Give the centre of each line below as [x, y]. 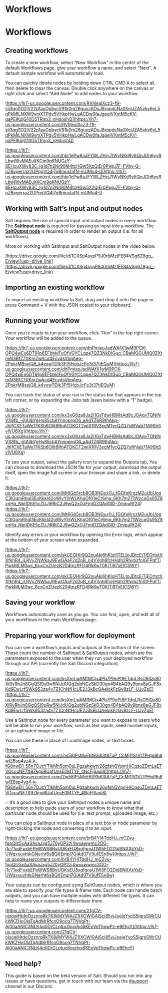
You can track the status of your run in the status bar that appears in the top [83, 394]
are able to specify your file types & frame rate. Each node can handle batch [84, 890]
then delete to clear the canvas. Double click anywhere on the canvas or [79, 88]
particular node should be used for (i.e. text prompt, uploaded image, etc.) [82, 813]
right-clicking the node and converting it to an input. [59, 828]
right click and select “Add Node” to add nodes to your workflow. [72, 94]
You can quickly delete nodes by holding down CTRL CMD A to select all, [80, 83]
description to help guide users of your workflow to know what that [74, 808]
